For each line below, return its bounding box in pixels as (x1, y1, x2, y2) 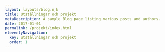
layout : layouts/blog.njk (5, 7, 58, 12)
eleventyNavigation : (5, 30, 48, 35)
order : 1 (9, 40, 28, 45)
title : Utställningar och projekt (5, 12, 77, 17)
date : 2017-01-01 (5, 21, 41, 26)
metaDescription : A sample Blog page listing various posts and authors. (5, 16, 161, 21)
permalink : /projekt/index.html (5, 26, 72, 31)
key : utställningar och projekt (9, 35, 77, 40)
